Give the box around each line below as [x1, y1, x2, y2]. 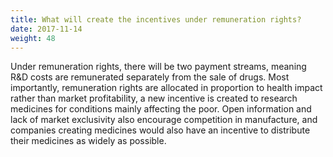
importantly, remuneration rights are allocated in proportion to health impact [10, 82, 323, 94]
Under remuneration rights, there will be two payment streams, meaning [10, 61, 307, 73]
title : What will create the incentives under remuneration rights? [10, 14, 302, 25]
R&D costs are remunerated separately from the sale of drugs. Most [10, 71, 290, 83]
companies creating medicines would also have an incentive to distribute [10, 124, 311, 136]
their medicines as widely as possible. [10, 135, 167, 147]
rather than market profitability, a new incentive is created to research [10, 92, 298, 105]
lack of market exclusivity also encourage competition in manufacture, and [10, 114, 318, 126]
